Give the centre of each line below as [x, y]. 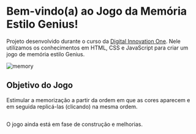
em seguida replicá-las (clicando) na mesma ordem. [72, 106]
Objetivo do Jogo [40, 85]
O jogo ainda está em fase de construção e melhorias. [74, 124]
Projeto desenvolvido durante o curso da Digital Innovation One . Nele [93, 41]
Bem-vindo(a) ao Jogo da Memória [96, 11]
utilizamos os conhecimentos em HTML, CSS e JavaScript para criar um [97, 48]
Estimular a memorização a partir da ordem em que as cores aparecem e [98, 100]
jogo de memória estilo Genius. [46, 54]
